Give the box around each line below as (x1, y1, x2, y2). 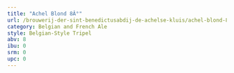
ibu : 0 (7, 42, 26, 49)
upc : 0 (7, 56, 26, 63)
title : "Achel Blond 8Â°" (7, 10, 82, 17)
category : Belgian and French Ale (7, 23, 108, 30)
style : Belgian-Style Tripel (7, 29, 92, 37)
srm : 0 (7, 49, 26, 56)
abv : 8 (7, 36, 26, 43)
